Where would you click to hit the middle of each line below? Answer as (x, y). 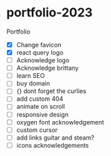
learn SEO (30, 76)
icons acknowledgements (52, 145)
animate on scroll (41, 107)
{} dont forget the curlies (51, 91)
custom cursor (37, 130)
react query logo (40, 52)
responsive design (42, 114)
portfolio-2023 (50, 13)
